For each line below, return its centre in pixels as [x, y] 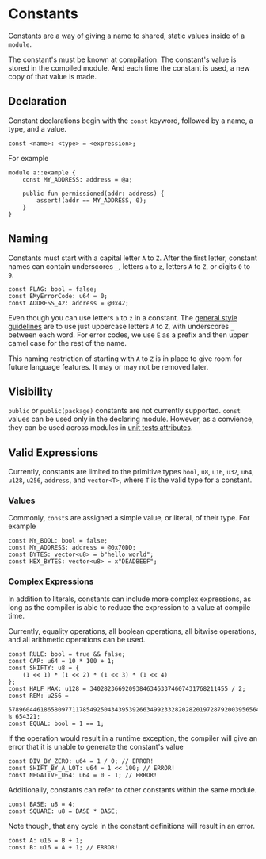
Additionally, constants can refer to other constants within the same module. [133, 789]
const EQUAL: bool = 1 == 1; [56, 723]
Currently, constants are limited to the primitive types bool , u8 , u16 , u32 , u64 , [131, 472]
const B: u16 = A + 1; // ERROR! [63, 847]
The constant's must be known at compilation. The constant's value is [122, 59]
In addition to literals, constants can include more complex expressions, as [130, 599]
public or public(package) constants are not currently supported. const [125, 411]
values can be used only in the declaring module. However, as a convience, [131, 419]
